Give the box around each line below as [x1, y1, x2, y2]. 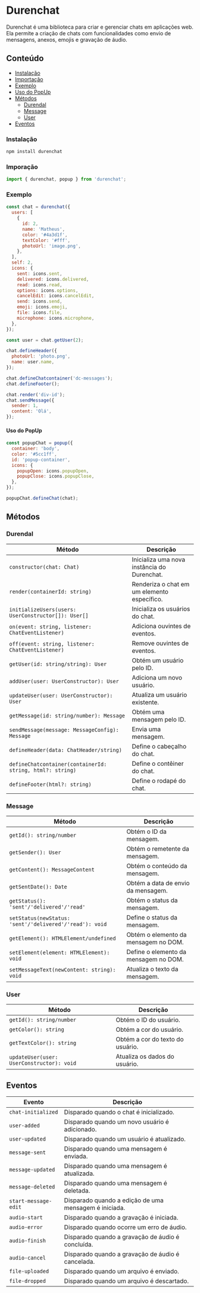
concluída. [64, 1240, 93, 1249]
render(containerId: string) [9, 588, 92, 595]
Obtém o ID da [126, 827, 167, 836]
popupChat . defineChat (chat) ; [6, 496, 79, 502]
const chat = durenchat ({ [6, 204, 70, 210]
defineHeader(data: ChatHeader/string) [9, 747, 122, 753]
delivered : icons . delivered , [17, 276, 89, 282]
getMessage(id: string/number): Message [9, 712, 125, 719]
